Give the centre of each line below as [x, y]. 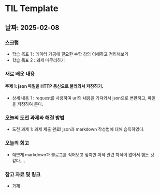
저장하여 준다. [30, 104]
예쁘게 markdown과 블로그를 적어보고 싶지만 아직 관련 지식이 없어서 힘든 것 [83, 154]
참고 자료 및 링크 [23, 174]
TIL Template [32, 8]
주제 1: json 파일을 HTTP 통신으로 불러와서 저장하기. [54, 86]
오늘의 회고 [17, 143]
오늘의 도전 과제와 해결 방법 [35, 118]
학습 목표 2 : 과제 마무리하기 [38, 60]
